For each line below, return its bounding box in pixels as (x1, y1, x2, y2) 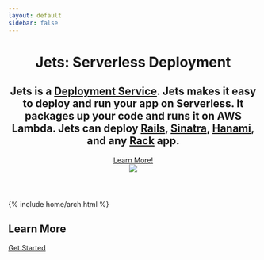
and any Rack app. (86, 134, 180, 147)
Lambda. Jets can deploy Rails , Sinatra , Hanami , (11, 122, 255, 136)
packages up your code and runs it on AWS (25, 109, 242, 123)
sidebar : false (8, 19, 59, 27)
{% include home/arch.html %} (8, 199, 109, 208)
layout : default (8, 11, 62, 20)
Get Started (8, 243, 46, 253)
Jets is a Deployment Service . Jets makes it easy (10, 85, 257, 98)
